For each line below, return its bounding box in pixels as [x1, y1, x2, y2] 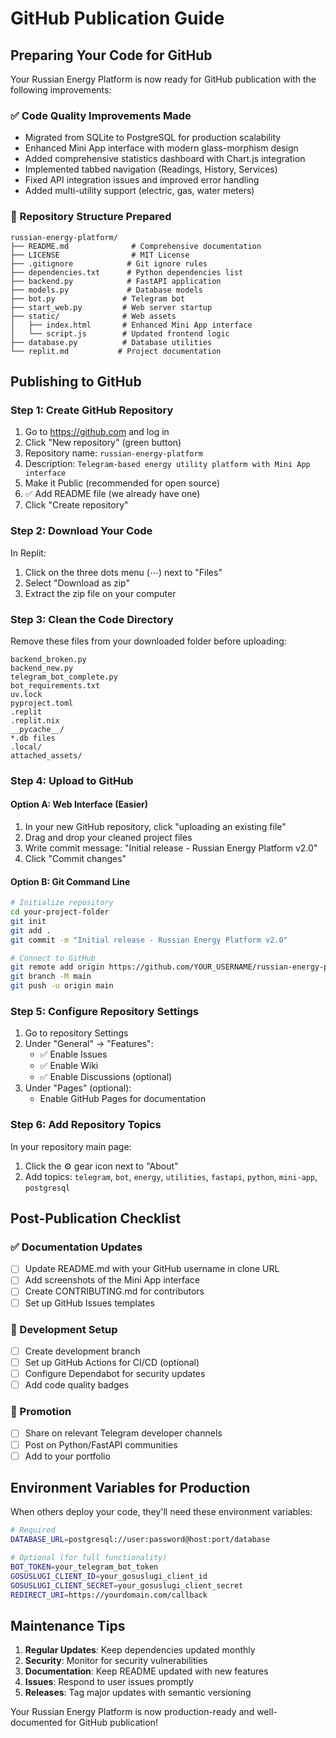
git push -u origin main [10, 981, 114, 991]
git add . [10, 925, 52, 936]
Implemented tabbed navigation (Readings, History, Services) [24, 163, 278, 176]
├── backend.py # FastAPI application [10, 276, 222, 286]
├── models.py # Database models [10, 285, 203, 295]
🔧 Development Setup [10, 1322, 118, 1336]
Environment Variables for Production [10, 1480, 251, 1497]
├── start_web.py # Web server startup [10, 302, 213, 312]
